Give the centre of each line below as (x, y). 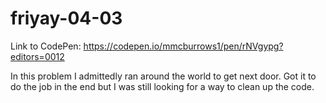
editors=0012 (37, 56)
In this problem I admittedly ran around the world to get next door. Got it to (163, 76)
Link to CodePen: (46, 46)
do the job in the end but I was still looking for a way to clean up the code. (162, 86)
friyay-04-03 (66, 18)
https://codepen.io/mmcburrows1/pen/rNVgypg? (183, 46)
